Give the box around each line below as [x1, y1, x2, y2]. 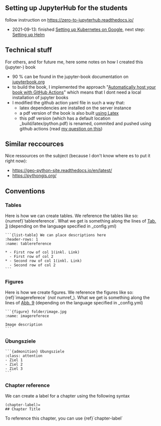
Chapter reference [5, 382, 50, 389]
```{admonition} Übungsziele [5, 349, 65, 354]
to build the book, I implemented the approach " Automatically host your [12, 84, 156, 90]
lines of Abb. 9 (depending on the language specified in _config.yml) [5, 300, 143, 306]
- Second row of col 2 [9, 263, 56, 268]
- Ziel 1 [5, 357, 23, 362]
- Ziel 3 [5, 366, 23, 371]
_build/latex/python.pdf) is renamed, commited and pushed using [19, 120, 152, 126]
